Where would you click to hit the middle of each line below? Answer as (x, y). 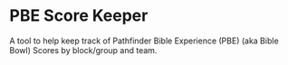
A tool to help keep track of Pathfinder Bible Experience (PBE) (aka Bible (144, 41)
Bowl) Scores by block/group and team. (83, 50)
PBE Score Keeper (79, 16)
